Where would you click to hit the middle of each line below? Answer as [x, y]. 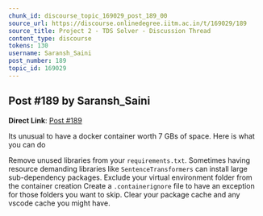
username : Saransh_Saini [50, 53]
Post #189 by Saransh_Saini [79, 101]
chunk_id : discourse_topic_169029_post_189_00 [88, 16]
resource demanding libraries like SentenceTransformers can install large [128, 168]
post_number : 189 [38, 61]
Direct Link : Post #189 [45, 120]
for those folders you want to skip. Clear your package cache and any [124, 194]
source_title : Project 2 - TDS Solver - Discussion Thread [110, 31]
